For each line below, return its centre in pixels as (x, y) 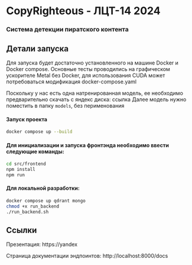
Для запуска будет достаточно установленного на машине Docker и (92, 63)
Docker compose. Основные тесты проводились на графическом (88, 69)
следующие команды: (35, 151)
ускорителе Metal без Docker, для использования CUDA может (86, 75)
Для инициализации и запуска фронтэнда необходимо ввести (88, 145)
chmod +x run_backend (33, 206)
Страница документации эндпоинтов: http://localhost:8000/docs (87, 256)
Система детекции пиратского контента (67, 30)
